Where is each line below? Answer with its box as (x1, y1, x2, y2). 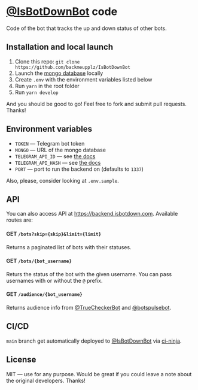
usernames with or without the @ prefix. (6, 277, 103, 284)
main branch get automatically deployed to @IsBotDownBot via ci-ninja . (6, 337, 182, 344)
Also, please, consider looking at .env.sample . (6, 177, 120, 184)
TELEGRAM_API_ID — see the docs (14, 152, 96, 160)
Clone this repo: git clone (14, 58, 80, 65)
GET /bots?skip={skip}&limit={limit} (6, 230, 102, 237)
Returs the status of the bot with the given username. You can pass (6, 270, 172, 277)
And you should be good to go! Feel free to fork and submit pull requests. (6, 100, 187, 107)
